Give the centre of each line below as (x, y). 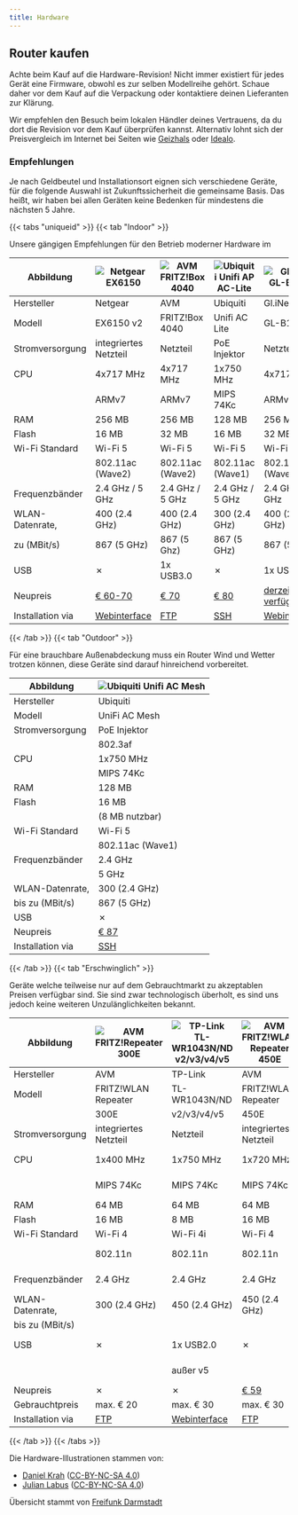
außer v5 (191, 1370)
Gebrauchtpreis (46, 1404)
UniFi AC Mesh (129, 715)
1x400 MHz (120, 1159)
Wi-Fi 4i (189, 1234)
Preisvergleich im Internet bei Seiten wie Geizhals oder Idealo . (122, 139)
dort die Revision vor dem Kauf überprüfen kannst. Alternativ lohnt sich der (146, 130)
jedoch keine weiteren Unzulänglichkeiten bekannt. (102, 1004)
